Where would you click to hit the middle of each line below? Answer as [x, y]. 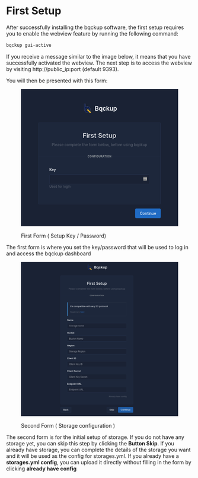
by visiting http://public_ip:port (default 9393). [63, 69]
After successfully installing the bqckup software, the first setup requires [95, 27]
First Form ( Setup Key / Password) [64, 236]
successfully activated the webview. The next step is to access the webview [99, 63]
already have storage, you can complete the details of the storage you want [98, 450]
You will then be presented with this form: [57, 81]
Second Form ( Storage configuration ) [68, 425]
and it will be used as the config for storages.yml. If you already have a [92, 456]
